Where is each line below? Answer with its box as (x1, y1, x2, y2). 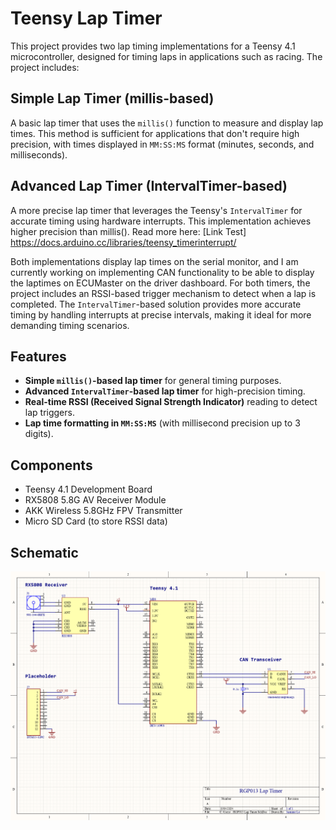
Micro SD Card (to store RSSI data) (24, 515, 168, 527)
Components (10, 457, 93, 474)
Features (10, 348, 67, 365)
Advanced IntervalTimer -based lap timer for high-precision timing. (24, 385, 306, 397)
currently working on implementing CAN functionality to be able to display (10, 266, 315, 278)
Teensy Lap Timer (10, 7, 163, 30)
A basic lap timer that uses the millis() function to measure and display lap (10, 117, 324, 129)
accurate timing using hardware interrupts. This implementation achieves (10, 215, 312, 227)
